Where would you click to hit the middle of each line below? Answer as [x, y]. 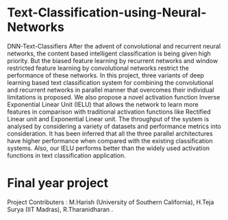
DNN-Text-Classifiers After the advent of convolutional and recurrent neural [114, 46]
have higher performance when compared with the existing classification [110, 140]
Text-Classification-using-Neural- [107, 13]
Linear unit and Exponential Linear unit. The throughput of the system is [108, 119]
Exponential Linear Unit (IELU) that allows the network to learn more [103, 104]
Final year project [58, 183]
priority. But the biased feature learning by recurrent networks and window [113, 60]
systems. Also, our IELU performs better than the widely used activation [109, 148]
